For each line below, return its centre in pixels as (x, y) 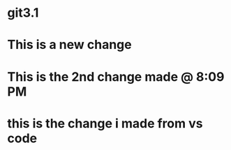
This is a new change (69, 45)
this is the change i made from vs (105, 123)
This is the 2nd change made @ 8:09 (116, 76)
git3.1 (23, 13)
